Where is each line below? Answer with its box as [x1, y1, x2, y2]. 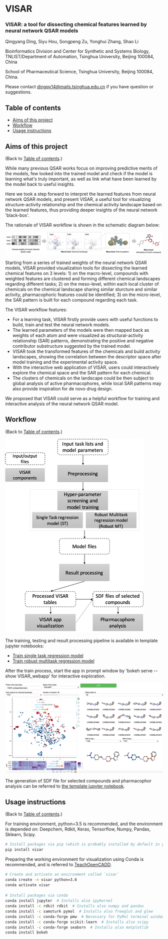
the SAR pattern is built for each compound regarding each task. [5, 297, 138, 303]
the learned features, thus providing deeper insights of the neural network [5, 207, 158, 213]
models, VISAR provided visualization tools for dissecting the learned [5, 264, 147, 271]
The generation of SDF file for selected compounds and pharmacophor [5, 778, 151, 784]
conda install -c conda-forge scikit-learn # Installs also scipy [5, 919, 149, 924]
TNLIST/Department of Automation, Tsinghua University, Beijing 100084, [5, 54, 154, 60]
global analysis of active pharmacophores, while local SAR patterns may [12, 380, 161, 386]
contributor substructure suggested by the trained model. [12, 343, 131, 349]
